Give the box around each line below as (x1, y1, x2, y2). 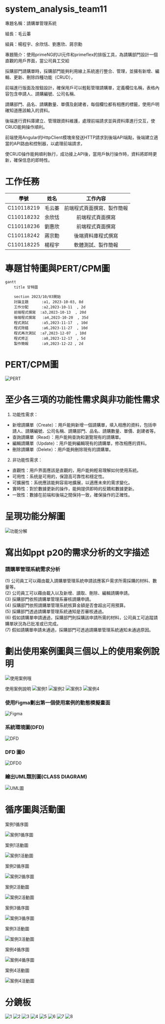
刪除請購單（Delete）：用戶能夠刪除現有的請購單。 (12, 446, 114, 452)
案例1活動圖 (5, 842, 28, 848)
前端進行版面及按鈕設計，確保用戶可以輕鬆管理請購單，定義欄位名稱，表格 (5, 84, 155, 90)
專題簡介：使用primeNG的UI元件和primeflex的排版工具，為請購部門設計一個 (5, 52, 158, 57)
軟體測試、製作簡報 (74, 242, 118, 248)
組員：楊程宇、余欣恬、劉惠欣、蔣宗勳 (5, 41, 82, 47)
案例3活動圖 (5, 926, 29, 932)
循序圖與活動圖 (5, 804, 66, 815)
